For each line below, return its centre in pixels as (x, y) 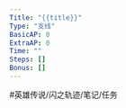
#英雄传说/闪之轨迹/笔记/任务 (64, 94)
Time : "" (26, 51)
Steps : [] (28, 59)
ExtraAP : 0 (30, 43)
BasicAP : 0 (30, 34)
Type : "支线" (32, 26)
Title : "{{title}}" (46, 18)
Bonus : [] (28, 68)
